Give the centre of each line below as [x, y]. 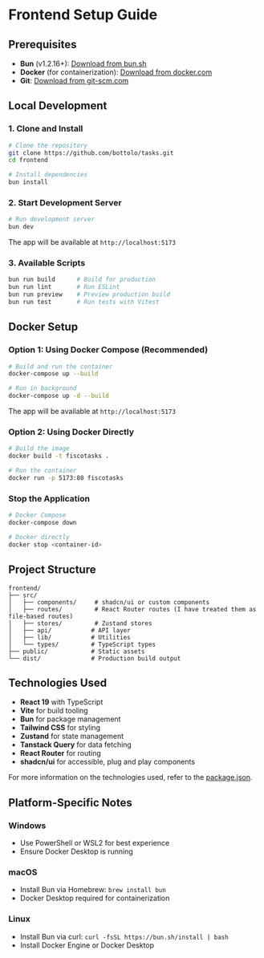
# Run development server [51, 219]
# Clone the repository [48, 145]
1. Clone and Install [46, 128]
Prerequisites [43, 45]
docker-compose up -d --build [59, 396]
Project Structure [52, 570]
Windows [27, 826]
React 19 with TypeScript [61, 702]
